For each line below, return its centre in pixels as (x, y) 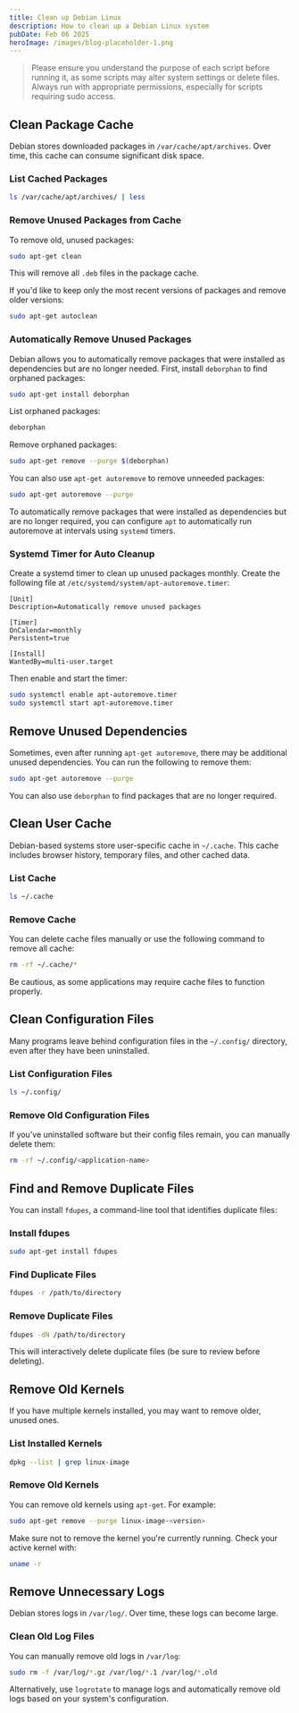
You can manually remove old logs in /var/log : (95, 1656)
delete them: (33, 1144)
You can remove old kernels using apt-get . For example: (113, 1505)
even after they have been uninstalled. (79, 1050)
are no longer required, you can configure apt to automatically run (131, 522)
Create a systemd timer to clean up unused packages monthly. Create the (145, 573)
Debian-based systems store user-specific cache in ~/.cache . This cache (144, 845)
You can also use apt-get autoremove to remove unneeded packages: (137, 479)
